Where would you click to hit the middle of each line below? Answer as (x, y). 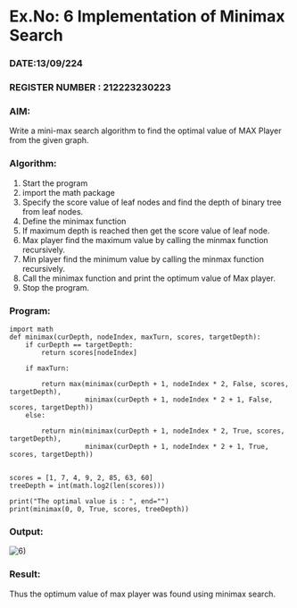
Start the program (55, 183)
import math (31, 329)
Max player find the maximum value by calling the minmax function (145, 240)
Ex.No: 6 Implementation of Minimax (147, 17)
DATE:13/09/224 (46, 63)
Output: (26, 531)
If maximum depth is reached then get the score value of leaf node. (146, 231)
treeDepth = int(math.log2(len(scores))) (87, 486)
